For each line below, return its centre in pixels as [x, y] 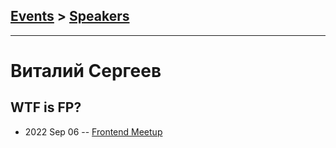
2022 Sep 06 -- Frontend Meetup [93, 131]
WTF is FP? [46, 107]
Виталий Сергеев [86, 71]
